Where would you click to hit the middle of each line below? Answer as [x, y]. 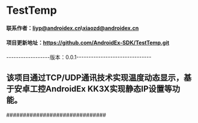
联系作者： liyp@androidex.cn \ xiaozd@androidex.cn [73, 28]
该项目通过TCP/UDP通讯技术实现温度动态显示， [95, 78]
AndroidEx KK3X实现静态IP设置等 [109, 89]
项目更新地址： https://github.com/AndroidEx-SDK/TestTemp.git [88, 43]
